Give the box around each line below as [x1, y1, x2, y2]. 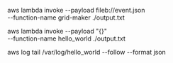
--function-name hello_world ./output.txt [7, 34, 126, 43]
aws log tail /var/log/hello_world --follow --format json [7, 48, 167, 56]
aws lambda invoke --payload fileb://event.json [7, 6, 145, 14]
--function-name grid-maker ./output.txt [7, 13, 125, 22]
